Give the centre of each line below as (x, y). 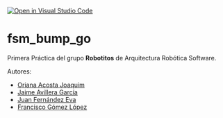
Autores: (19, 71)
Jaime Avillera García (47, 92)
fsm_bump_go (49, 39)
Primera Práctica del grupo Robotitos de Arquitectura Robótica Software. (112, 58)
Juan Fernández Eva (47, 99)
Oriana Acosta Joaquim (51, 85)
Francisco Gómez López (52, 107)
